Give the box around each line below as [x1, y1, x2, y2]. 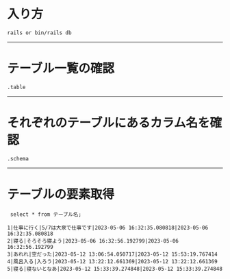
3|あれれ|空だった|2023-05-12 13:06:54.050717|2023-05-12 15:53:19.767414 [7, 251, 218, 258]
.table [7, 84, 26, 90]
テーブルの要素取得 [7, 186, 115, 202]
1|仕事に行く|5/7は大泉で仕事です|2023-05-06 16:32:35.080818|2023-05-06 [7, 224, 209, 231]
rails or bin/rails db [7, 29, 72, 36]
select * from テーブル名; [10, 210, 82, 218]
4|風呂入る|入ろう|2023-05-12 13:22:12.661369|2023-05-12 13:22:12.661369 [7, 258, 218, 265]
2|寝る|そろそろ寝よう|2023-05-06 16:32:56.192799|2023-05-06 [7, 237, 179, 244]
